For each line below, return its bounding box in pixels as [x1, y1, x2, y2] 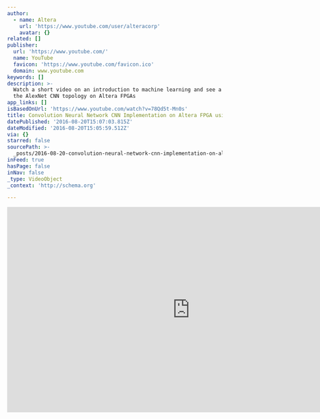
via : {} [7, 131, 29, 138]
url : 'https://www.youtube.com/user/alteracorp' [19, 23, 161, 29]
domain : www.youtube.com [13, 67, 84, 74]
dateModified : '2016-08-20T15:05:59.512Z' [7, 125, 130, 131]
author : [7, 10, 29, 17]
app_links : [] [7, 99, 48, 106]
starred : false [7, 138, 51, 144]
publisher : [7, 42, 38, 49]
